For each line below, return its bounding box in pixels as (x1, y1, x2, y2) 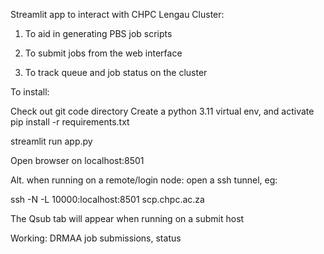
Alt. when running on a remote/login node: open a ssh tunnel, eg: (10, 174, 278, 186)
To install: (10, 86, 50, 98)
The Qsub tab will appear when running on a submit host (10, 213, 245, 224)
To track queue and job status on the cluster (24, 67, 208, 78)
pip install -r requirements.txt (10, 116, 130, 128)
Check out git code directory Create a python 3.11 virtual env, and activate (10, 105, 315, 117)
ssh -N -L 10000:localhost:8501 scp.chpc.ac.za (10, 194, 205, 205)
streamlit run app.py (10, 135, 93, 147)
